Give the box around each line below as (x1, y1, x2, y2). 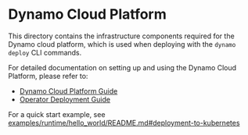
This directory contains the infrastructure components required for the (8, 31, 235, 41)
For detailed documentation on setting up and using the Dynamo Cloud (8, 62, 237, 72)
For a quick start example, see (8, 109, 106, 119)
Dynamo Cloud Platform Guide (19, 86, 118, 95)
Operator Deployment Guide (19, 94, 111, 104)
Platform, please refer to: (8, 71, 88, 80)
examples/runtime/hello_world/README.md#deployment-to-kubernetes (8, 118, 240, 127)
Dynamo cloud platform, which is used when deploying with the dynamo (8, 39, 236, 48)
